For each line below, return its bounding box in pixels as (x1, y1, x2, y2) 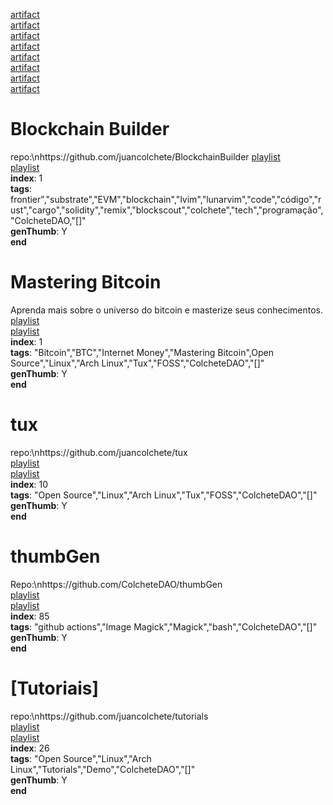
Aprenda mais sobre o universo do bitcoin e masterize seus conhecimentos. (10, 304, 323, 316)
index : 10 (10, 478, 49, 490)
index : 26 (10, 742, 50, 754)
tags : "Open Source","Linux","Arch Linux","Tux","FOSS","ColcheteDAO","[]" (10, 489, 318, 501)
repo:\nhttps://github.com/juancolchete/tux (10, 446, 188, 458)
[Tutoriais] (10, 677, 99, 699)
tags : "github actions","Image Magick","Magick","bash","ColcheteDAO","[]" (10, 620, 318, 633)
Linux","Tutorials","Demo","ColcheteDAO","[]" (10, 763, 196, 775)
